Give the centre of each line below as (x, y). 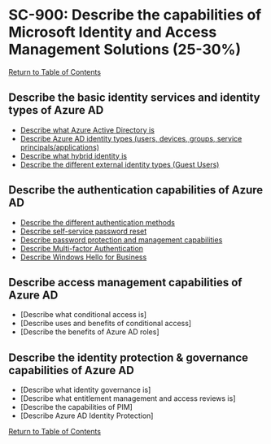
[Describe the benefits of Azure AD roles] (90, 332)
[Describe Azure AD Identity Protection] (87, 416)
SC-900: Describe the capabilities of (135, 15)
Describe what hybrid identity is (74, 155)
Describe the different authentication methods (98, 222)
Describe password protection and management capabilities (121, 239)
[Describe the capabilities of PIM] (76, 407)
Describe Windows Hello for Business (83, 257)
